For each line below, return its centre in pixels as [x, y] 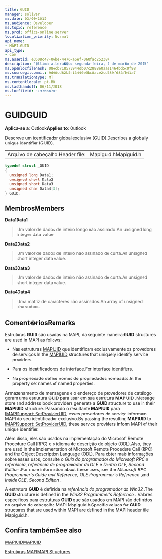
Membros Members [35, 208]
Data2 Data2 [18, 244]
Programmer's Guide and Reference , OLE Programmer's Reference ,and [77, 475]
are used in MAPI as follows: [34, 340]
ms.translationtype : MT [29, 77]
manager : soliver [23, 14]
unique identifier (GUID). [30, 143]
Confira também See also [43, 531]
